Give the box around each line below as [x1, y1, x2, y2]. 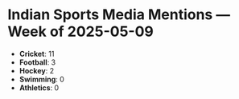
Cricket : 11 [19, 49, 55, 58]
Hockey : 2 [19, 65, 54, 75]
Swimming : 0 [19, 74, 65, 84]
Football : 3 [19, 57, 56, 67]
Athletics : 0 [19, 82, 60, 93]
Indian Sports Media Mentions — [7, 6, 231, 24]
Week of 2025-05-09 [7, 22, 154, 41]
